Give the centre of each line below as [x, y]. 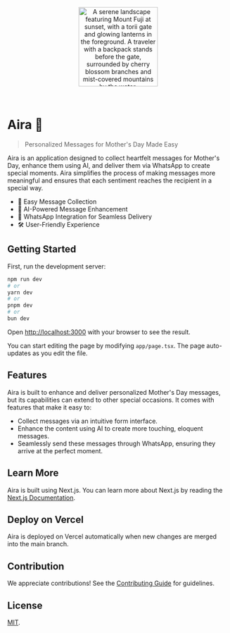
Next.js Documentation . [41, 498]
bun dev [19, 319]
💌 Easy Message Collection [57, 202]
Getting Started [42, 249]
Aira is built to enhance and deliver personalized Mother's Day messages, [114, 392]
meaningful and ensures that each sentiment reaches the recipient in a [110, 180]
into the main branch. [38, 544]
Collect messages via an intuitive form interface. [88, 421]
